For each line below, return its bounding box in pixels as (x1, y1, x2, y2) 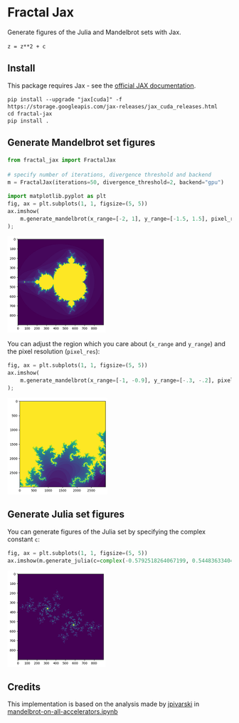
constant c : (7, 535, 41, 543)
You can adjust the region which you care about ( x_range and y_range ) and (7, 340, 225, 348)
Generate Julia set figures (7, 509, 124, 521)
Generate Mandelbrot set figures (7, 137, 156, 149)
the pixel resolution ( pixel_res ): (7, 347, 100, 356)
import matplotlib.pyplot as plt (7, 193, 107, 200)
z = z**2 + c (7, 43, 46, 50)
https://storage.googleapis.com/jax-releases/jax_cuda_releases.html (7, 103, 218, 110)
